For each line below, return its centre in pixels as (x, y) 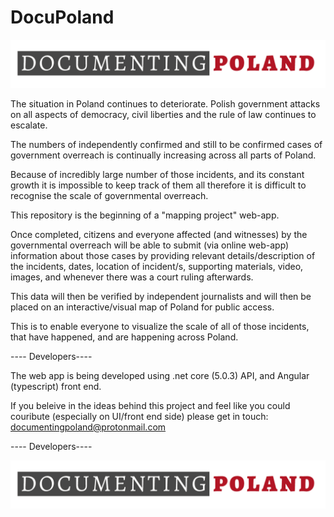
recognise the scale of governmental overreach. (109, 195)
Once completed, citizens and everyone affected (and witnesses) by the (159, 234)
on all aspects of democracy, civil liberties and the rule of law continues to (163, 114)
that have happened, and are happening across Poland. (124, 337)
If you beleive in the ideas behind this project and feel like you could (150, 405)
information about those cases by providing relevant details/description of (163, 255)
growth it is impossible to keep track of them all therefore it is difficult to (158, 185)
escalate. (29, 125)
